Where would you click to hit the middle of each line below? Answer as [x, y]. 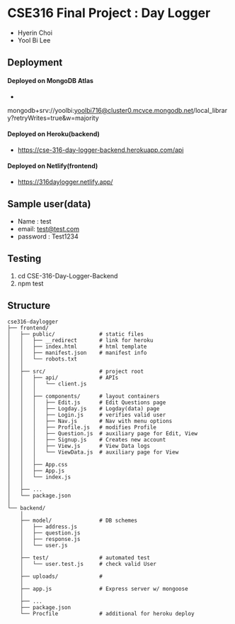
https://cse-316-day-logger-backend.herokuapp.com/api [101, 150]
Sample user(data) [49, 204]
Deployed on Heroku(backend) [54, 134]
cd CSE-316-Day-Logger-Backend [68, 275]
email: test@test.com [48, 229]
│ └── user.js [44, 546]
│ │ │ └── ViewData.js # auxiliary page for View [93, 452]
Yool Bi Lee [34, 40]
